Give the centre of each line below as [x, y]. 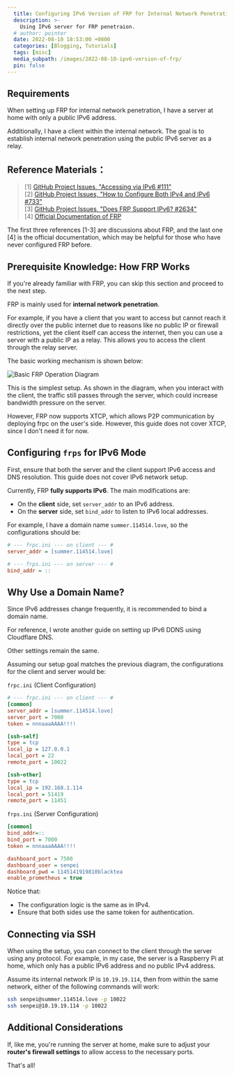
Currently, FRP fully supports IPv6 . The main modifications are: [99, 490]
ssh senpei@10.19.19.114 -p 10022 [57, 1006]
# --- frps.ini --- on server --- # [60, 564]
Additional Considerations [65, 1028]
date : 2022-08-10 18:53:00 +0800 [62, 40]
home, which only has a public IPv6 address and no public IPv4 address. [111, 966]
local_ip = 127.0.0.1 [39, 749]
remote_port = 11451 [37, 801]
